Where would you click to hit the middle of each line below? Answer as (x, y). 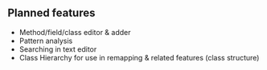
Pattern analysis (46, 41)
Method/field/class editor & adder (75, 32)
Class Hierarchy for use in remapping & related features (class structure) (139, 57)
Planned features (51, 13)
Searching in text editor (58, 49)
